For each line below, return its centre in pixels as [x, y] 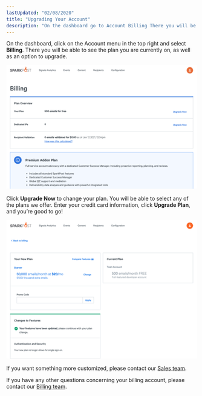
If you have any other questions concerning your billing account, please [96, 380]
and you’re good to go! [35, 212]
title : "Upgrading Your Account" [48, 19]
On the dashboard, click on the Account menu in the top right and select [96, 44]
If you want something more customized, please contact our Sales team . [96, 368]
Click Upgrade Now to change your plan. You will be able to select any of [97, 199]
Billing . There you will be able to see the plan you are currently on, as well [98, 50]
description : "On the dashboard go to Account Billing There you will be [101, 25]
